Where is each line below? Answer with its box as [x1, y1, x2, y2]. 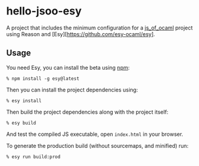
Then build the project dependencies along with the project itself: [6, 108, 169, 115]
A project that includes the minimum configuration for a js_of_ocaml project [6, 24, 193, 31]
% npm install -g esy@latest [6, 75, 80, 82]
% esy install [6, 97, 42, 103]
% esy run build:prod [6, 153, 61, 160]
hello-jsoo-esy [6, 4, 82, 18]
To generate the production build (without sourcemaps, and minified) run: [6, 142, 189, 149]
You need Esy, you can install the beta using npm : [6, 64, 130, 71]
